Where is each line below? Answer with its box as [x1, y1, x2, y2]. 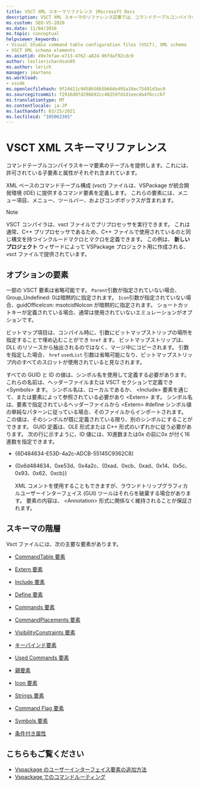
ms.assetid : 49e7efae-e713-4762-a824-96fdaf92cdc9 [6, 53, 134, 59]
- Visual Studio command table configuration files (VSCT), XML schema [6, 42, 187, 48]
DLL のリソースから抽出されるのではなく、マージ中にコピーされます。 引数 [6, 344, 190, 351]
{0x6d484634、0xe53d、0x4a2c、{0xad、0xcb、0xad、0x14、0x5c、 [14, 462, 191, 469]
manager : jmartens [6, 70, 52, 75]
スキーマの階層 [6, 523, 61, 534]
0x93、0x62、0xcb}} [14, 470, 67, 476]
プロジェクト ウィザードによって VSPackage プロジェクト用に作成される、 [6, 243, 189, 250]
